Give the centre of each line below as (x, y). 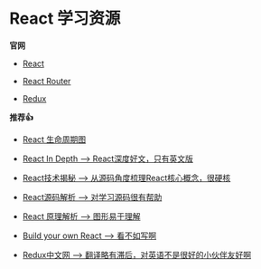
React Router (47, 81)
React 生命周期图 (54, 139)
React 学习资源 (65, 19)
